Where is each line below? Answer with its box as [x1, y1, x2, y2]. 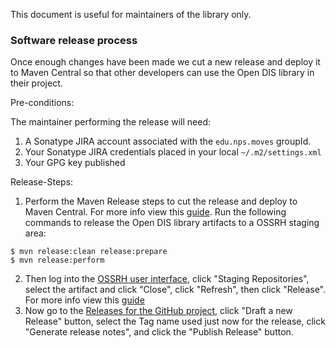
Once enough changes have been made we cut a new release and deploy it [10, 56, 321, 68]
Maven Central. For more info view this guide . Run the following [24, 206, 287, 218]
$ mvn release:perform [10, 255, 105, 266]
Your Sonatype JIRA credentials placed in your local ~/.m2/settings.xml [24, 146, 322, 158]
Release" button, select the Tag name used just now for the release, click [24, 315, 326, 328]
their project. [10, 77, 63, 89]
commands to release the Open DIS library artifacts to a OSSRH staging [24, 217, 320, 229]
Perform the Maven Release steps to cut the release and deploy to [24, 195, 298, 208]
